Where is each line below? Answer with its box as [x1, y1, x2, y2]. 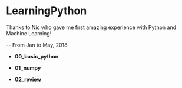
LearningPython [6, 4, 87, 18]
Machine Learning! [6, 30, 52, 37]
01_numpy [14, 64, 41, 71]
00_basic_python [14, 53, 59, 60]
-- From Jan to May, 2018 [6, 41, 68, 48]
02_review [14, 76, 41, 83]
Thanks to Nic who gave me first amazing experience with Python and [6, 24, 177, 31]
